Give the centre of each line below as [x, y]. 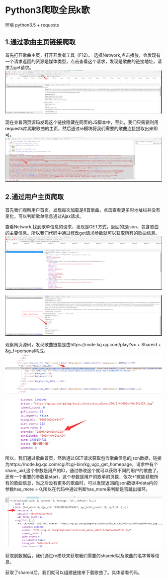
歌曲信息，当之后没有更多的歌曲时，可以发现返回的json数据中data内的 [86, 483]
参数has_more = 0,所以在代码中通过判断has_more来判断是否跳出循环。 [78, 489]
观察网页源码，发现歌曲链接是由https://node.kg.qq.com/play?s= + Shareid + [83, 344]
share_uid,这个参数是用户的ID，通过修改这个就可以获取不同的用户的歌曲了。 [83, 470]
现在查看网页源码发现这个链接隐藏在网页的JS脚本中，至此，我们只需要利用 [82, 122]
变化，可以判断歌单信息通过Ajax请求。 [44, 216]
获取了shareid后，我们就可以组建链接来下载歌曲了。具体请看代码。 [74, 572]
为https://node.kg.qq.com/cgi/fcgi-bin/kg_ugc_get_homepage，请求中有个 [82, 464]
